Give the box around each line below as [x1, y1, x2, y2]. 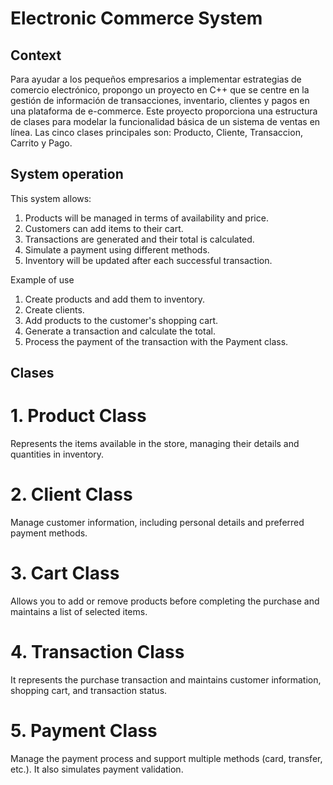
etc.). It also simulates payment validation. [10, 763, 184, 775]
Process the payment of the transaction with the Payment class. [24, 335, 289, 347]
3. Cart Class [10, 562, 120, 585]
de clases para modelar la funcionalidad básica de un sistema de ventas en [10, 116, 321, 127]
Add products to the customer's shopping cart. [24, 314, 219, 326]
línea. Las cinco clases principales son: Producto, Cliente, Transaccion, [10, 127, 303, 138]
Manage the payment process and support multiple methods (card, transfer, [10, 752, 323, 764]
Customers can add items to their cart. [24, 222, 184, 234]
